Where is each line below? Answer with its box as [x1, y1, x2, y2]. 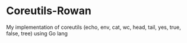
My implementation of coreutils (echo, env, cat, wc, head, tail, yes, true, [6, 24, 181, 31]
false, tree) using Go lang [6, 29, 68, 37]
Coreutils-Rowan [6, 4, 92, 18]
